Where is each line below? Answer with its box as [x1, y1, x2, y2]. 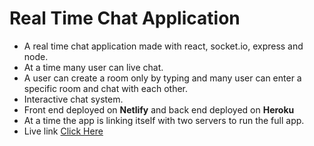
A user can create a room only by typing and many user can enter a [23, 72, 302, 84]
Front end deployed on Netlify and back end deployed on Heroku [23, 103, 295, 116]
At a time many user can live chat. [23, 61, 164, 73]
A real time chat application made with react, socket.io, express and [23, 40, 304, 52]
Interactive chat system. [23, 93, 124, 105]
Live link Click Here [23, 125, 104, 137]
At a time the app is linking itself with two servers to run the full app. [23, 114, 305, 126]
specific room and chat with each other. [23, 82, 189, 94]
